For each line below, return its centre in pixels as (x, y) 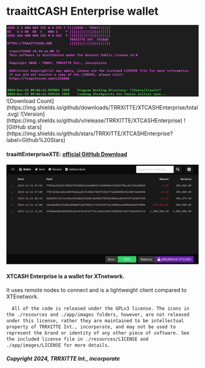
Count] (45, 101)
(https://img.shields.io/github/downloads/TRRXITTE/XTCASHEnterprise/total (102, 108)
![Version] (33, 114)
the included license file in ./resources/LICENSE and (77, 339)
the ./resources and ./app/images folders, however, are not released (98, 314)
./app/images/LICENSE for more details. (59, 345)
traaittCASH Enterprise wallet (82, 11)
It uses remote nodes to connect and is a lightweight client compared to (97, 290)
